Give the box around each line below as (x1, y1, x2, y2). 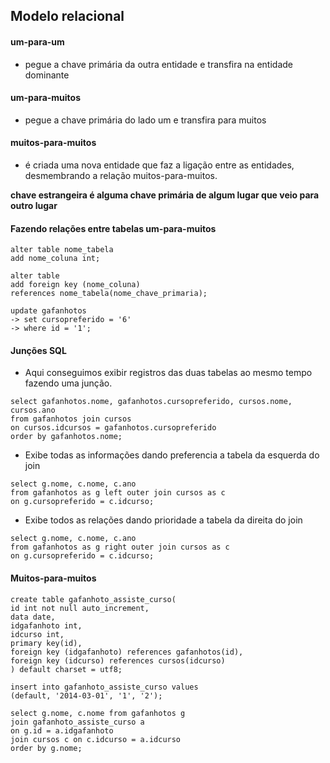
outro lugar (10, 200, 58, 211)
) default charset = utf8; (10, 664, 123, 674)
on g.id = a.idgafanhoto (10, 725, 114, 736)
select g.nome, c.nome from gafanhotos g (10, 708, 186, 718)
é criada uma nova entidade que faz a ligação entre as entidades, (24, 159, 295, 171)
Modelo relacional (10, 8, 125, 25)
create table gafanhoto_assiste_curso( (10, 594, 177, 604)
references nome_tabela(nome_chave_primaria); (10, 289, 208, 299)
